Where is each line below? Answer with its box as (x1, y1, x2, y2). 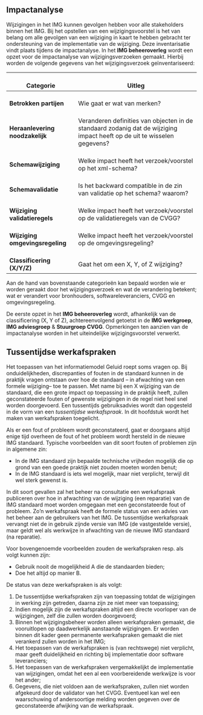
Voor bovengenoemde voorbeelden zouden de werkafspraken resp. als (6, 545, 184, 552)
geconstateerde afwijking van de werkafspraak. (14, 702, 134, 709)
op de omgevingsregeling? (78, 239, 154, 247)
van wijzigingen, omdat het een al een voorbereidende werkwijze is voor (14, 670, 196, 677)
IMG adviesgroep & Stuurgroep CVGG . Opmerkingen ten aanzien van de (6, 323, 188, 330)
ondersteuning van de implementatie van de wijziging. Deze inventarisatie (6, 40, 190, 47)
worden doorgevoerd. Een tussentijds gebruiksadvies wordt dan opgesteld (6, 401, 192, 409)
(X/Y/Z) (9, 264, 32, 272)
